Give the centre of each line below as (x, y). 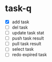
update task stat (28, 33)
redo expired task (29, 55)
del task (20, 27)
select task (23, 49)
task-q (18, 8)
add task (21, 22)
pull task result (26, 44)
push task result (28, 38)
